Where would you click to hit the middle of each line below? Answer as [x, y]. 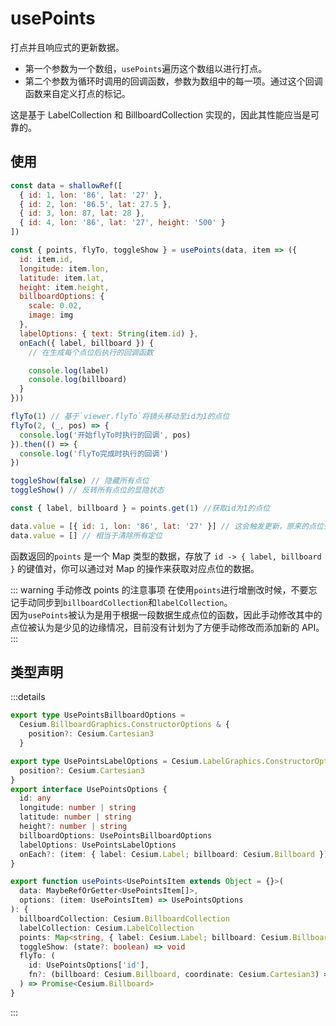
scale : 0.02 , [55, 306]
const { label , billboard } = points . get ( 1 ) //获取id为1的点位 [140, 508]
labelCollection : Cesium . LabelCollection [107, 928]
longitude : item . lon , [64, 268]
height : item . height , [64, 287]
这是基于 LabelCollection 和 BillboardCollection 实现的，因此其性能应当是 [160, 114]
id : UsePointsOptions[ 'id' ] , [89, 965]
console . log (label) [69, 370]
